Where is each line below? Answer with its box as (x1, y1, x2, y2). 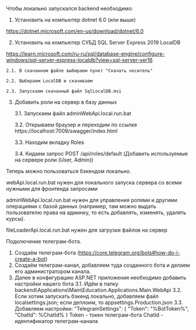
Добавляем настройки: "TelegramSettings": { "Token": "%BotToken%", (14, 305, 189, 312)
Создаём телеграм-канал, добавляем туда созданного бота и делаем (14, 262, 190, 269)
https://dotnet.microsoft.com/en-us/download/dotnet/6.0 (6, 27, 144, 35)
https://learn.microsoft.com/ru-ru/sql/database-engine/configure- (6, 50, 165, 57)
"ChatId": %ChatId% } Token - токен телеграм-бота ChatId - (14, 311, 163, 318)
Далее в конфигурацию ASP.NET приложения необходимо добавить (14, 274, 187, 281)
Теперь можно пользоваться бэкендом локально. (6, 168, 132, 174)
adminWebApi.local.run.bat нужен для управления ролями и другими (6, 197, 177, 204)
